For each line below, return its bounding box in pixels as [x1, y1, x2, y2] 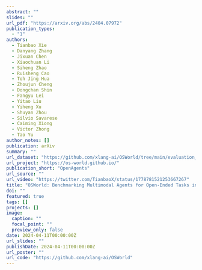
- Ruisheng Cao [11, 70, 50, 76]
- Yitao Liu [11, 98, 42, 104]
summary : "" [6, 149, 36, 155]
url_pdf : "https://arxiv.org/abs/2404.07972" [6, 20, 122, 26]
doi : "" [6, 188, 26, 194]
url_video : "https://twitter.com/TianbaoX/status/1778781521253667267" [6, 177, 189, 183]
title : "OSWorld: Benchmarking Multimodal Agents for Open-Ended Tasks [6, 182, 189, 188]
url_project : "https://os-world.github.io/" [6, 160, 120, 166]
